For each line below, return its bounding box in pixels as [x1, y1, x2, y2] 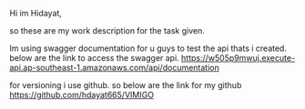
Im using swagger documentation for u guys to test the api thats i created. [9, 43, 287, 54]
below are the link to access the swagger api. [9, 53, 179, 63]
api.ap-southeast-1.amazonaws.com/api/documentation [9, 63, 220, 73]
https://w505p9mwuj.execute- [180, 53, 296, 63]
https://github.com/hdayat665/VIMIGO [9, 90, 155, 100]
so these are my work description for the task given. [9, 25, 205, 35]
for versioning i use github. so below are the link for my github [9, 80, 242, 90]
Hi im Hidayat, [9, 8, 62, 18]
